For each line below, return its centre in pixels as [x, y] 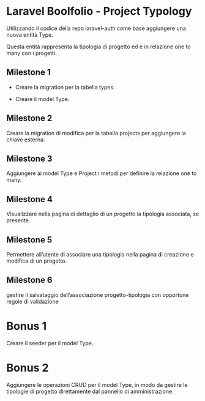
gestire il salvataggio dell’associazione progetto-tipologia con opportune [98, 294]
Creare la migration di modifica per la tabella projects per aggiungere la [96, 133]
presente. [18, 220]
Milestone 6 [29, 280]
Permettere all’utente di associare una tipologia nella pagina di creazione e [100, 254]
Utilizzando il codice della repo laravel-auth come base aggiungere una [96, 28]
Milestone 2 [29, 118]
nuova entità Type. [30, 34]
